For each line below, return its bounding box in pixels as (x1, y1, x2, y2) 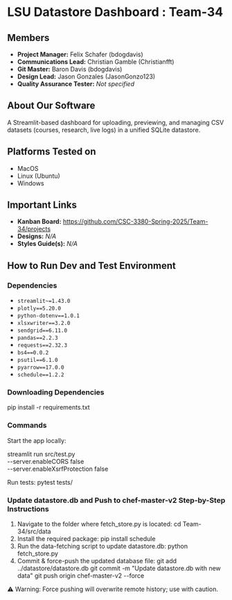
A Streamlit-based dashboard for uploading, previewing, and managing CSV (7, 118, 224, 126)
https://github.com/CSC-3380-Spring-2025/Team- (62, 217, 208, 226)
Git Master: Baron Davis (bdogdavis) (17, 65, 123, 73)
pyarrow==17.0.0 (17, 364, 64, 372)
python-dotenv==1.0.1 (17, 312, 80, 319)
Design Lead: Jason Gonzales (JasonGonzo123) (17, 72, 156, 81)
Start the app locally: (7, 436, 66, 444)
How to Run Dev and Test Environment (7, 260, 177, 272)
